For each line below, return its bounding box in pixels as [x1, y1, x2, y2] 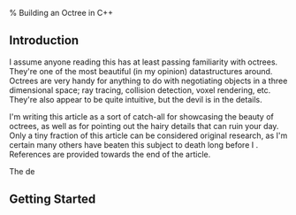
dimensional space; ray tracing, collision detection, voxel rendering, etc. [9, 84, 271, 96]
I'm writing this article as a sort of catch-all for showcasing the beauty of [9, 111, 274, 122]
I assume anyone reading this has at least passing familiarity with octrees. [9, 57, 278, 67]
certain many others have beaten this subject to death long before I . [9, 139, 259, 150]
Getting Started [9, 192, 96, 207]
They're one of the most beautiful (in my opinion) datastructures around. [9, 65, 273, 76]
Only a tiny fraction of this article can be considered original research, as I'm [9, 130, 288, 141]
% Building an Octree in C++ [9, 8, 113, 18]
